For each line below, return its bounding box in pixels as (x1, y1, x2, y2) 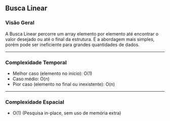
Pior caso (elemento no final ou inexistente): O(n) (12, 81, 115, 87)
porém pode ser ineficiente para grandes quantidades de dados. (5, 42, 140, 48)
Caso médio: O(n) (12, 75, 50, 82)
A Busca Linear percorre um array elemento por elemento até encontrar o (5, 30, 159, 37)
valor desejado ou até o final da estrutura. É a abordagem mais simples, (5, 36, 155, 42)
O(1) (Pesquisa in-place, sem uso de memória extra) (12, 110, 121, 116)
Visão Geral (5, 19, 34, 26)
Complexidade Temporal (5, 59, 67, 66)
